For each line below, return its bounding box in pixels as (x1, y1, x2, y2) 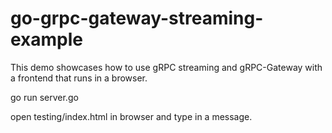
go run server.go (10, 91, 79, 103)
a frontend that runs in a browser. (10, 72, 148, 84)
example (10, 28, 84, 51)
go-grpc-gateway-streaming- (10, 7, 264, 30)
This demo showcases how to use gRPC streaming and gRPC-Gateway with (10, 61, 323, 73)
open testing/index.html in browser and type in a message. (10, 110, 253, 122)
